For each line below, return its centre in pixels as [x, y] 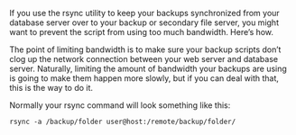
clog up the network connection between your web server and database [143, 59]
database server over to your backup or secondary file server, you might [144, 22]
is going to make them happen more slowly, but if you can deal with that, [144, 78]
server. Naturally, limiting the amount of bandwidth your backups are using [148, 68]
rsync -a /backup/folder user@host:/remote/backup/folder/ [123, 121]
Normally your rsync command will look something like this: [120, 105]
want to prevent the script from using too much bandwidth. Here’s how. [141, 32]
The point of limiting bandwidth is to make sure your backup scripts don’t [145, 49]
